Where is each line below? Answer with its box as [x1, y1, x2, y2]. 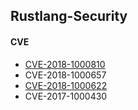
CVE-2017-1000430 [24, 90, 108, 102]
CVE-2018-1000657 [24, 69, 107, 81]
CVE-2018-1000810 [24, 58, 106, 70]
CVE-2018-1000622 [24, 79, 108, 91]
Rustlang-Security [10, 8, 128, 25]
